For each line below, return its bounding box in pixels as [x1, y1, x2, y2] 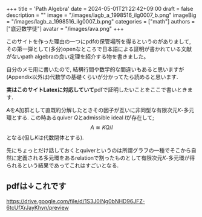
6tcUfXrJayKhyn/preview [6, 204, 70, 211]
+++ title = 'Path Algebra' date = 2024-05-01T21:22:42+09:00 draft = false [6, 5, 194, 12]
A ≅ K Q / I [90, 124, 113, 131]
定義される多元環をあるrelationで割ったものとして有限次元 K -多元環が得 [16, 154, 195, 162]
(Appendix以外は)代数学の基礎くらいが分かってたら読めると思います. [6, 74, 178, 80]
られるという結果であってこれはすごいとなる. [6, 162, 119, 169]
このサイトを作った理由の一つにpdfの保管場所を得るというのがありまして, [6, 38, 191, 45]
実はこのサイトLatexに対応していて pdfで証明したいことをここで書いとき [6, 86, 187, 93]
